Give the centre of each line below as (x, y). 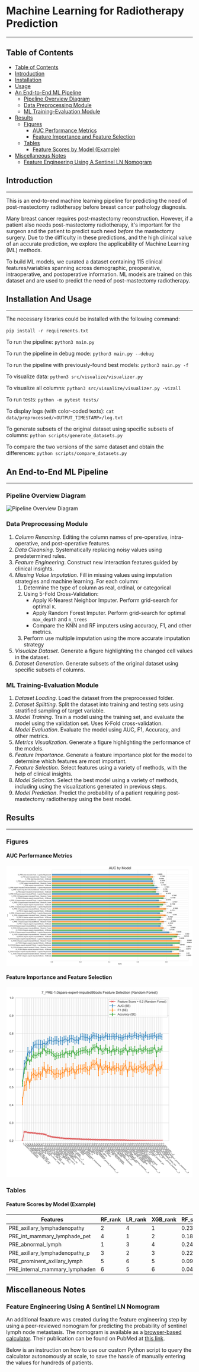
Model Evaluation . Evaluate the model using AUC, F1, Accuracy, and (97, 730)
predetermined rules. (40, 556)
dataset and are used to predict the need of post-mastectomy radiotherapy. (98, 280)
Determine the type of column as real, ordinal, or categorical (97, 588)
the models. (29, 749)
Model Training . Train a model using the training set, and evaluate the (99, 717)
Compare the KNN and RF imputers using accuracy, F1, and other (112, 625)
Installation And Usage (49, 299)
